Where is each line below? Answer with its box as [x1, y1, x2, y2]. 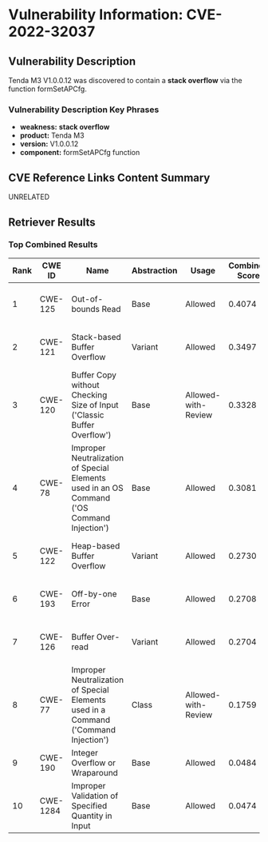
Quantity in [71, 810, 112, 821]
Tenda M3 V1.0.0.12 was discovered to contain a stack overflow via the [8, 76, 242, 85]
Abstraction [131, 265, 178, 276]
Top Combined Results [8, 239, 98, 250]
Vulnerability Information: [8, 6, 183, 24]
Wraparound [71, 767, 118, 778]
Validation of [71, 790, 119, 801]
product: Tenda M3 [19, 130, 85, 141]
